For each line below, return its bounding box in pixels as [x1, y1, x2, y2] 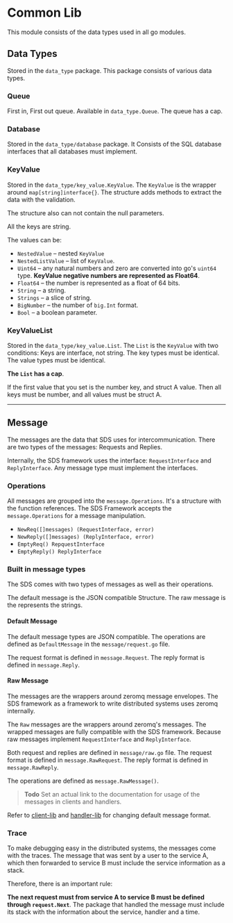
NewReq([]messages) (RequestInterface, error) [17, 526, 155, 533]
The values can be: [7, 235, 62, 244]
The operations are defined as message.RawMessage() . [7, 776, 159, 785]
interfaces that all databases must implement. [7, 147, 137, 156]
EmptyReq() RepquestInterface [17, 541, 105, 548]
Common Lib [7, 5, 82, 21]
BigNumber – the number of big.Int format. [17, 301, 139, 309]
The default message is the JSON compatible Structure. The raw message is [7, 594, 226, 602]
